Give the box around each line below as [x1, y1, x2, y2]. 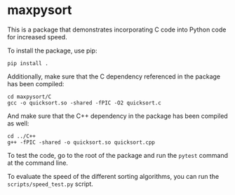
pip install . [7, 60, 49, 67]
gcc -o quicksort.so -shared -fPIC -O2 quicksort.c [7, 99, 161, 107]
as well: [7, 119, 29, 128]
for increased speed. [7, 32, 68, 41]
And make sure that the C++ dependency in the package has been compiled [7, 112, 228, 120]
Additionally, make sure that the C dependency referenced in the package [7, 72, 221, 81]
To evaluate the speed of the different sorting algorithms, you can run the [7, 172, 220, 180]
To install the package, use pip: [7, 46, 98, 55]
